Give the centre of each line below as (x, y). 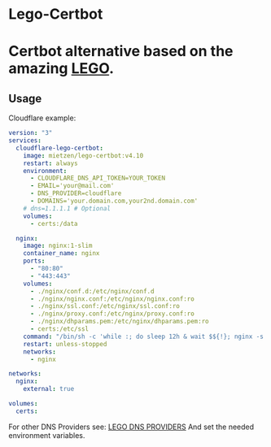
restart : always (51, 163)
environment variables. (47, 435)
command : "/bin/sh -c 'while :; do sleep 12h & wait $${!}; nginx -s (144, 336)
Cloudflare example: (42, 118)
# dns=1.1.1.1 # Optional (67, 208)
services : (25, 141)
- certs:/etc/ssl (59, 329)
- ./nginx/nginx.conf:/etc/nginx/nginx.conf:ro (112, 299)
